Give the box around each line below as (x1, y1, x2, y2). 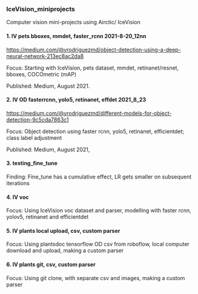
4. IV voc (6, 193, 29, 201)
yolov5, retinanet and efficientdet (6, 214, 89, 221)
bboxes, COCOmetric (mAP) (6, 70, 77, 77)
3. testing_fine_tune (6, 160, 58, 167)
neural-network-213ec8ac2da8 (6, 52, 84, 59)
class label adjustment (6, 134, 62, 141)
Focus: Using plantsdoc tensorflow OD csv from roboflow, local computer (6, 241, 190, 248)
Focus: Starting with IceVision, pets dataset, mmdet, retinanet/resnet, (6, 64, 179, 71)
